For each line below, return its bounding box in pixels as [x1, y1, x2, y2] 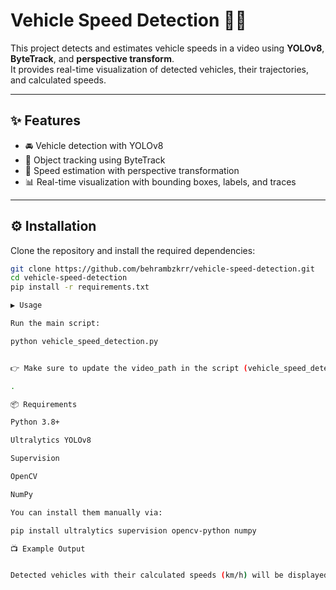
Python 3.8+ [10, 417, 60, 428]
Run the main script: [10, 319, 101, 329]
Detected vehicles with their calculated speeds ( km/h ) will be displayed [10, 570, 329, 581]
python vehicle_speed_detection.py [10, 336, 159, 346]
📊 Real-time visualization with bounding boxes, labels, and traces [24, 175, 297, 188]
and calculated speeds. [10, 74, 107, 86]
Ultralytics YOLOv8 [10, 435, 92, 446]
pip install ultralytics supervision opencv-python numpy [10, 525, 257, 536]
